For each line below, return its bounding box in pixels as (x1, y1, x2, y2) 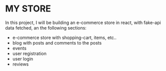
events (12, 45, 26, 51)
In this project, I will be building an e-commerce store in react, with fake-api (5, 19, 161, 25)
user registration (12, 50, 46, 56)
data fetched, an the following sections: (5, 24, 86, 30)
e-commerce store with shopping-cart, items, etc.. (12, 34, 116, 40)
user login (12, 55, 33, 61)
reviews (12, 61, 29, 67)
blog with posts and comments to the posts (12, 39, 102, 45)
